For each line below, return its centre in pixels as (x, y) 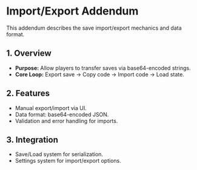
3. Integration (32, 139)
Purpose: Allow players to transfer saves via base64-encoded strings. (103, 68)
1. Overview (29, 54)
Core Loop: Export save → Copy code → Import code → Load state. (100, 74)
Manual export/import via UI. (51, 108)
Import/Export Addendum (72, 11)
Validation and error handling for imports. (66, 121)
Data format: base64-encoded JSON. (62, 114)
